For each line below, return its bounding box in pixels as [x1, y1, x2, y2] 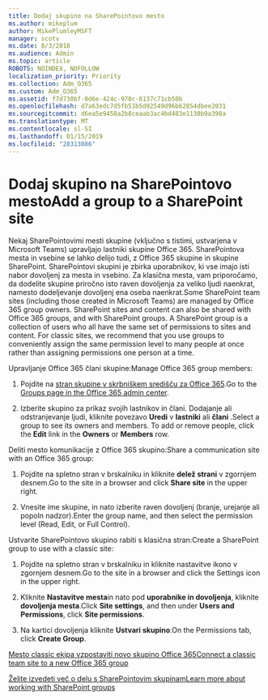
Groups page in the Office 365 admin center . [19, 388, 170, 398]
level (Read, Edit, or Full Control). [19, 519, 130, 529]
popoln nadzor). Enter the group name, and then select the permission [19, 511, 253, 521]
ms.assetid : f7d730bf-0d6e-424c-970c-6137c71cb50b [8, 95, 183, 103]
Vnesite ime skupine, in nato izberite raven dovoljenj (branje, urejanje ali [19, 502, 261, 512]
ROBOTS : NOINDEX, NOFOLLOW [8, 65, 100, 73]
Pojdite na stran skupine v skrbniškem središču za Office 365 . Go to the [19, 379, 257, 389]
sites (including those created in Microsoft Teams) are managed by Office [8, 297, 254, 306]
